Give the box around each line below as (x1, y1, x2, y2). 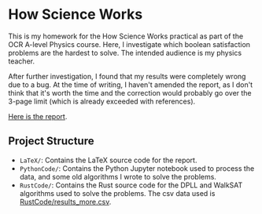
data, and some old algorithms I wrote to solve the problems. (19, 172, 216, 181)
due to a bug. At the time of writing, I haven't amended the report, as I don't (8, 80, 253, 89)
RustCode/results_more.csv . (19, 197, 112, 206)
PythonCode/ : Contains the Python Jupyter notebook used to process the (19, 163, 255, 173)
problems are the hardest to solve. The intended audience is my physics (8, 48, 242, 57)
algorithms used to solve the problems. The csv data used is (19, 188, 216, 198)
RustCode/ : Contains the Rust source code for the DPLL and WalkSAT (19, 180, 243, 190)
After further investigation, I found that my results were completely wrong (8, 71, 246, 81)
